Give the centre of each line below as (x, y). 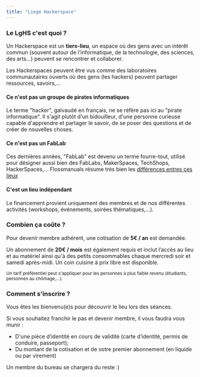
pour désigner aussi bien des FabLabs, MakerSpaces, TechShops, (88, 163)
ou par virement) (36, 356)
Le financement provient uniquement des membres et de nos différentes (96, 203)
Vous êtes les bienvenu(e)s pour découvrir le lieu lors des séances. (89, 307)
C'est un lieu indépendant (39, 189)
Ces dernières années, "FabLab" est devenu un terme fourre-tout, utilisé (96, 156)
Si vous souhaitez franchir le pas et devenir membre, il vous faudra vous (95, 319)
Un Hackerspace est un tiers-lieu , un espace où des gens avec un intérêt (97, 46)
